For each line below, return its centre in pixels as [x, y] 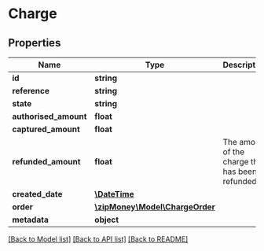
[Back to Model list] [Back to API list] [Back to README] [98, 239]
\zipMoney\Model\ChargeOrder [155, 207]
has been [240, 172]
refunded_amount [46, 162]
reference [31, 91]
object [106, 220]
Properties [35, 43]
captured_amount [46, 129]
